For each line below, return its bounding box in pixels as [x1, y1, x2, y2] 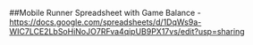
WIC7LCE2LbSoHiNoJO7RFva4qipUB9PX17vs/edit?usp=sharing [9, 26, 245, 36]
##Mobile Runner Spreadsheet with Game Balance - [9, 8, 201, 18]
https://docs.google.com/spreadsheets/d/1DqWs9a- [9, 17, 202, 27]
